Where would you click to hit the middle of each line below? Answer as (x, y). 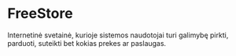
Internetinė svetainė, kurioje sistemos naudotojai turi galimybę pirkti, (118, 35)
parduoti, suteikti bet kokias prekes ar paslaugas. (87, 43)
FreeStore (40, 14)
